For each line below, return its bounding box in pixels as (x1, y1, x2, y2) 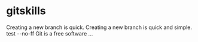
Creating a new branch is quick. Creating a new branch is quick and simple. (6, 24, 193, 31)
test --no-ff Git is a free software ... (6, 30, 93, 37)
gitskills (6, 4, 46, 18)
